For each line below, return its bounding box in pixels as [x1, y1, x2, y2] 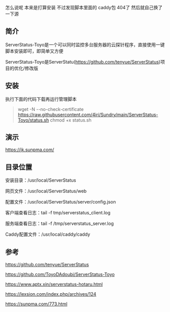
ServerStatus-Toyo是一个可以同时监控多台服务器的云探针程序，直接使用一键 [5, 41, 165, 47]
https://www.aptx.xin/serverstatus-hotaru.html [5, 281, 103, 288]
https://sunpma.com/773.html [5, 301, 68, 307]
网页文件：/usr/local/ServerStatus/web [5, 188, 87, 194]
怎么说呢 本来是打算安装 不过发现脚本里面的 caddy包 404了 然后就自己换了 [5, 5, 163, 10]
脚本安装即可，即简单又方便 [5, 48, 64, 54]
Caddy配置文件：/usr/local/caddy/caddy [5, 231, 91, 238]
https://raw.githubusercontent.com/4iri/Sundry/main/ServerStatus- [17, 111, 158, 118]
